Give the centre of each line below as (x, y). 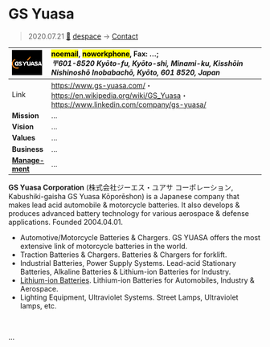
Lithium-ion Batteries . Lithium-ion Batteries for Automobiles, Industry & (137, 280)
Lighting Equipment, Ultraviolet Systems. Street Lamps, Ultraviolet (129, 297)
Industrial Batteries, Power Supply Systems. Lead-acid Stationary (128, 263)
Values (24, 138)
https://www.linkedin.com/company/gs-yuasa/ (129, 104)
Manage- (28, 160)
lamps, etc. (38, 306)
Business (28, 149)
